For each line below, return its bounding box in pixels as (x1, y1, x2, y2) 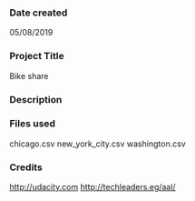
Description (9, 93, 63, 106)
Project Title (9, 50, 65, 63)
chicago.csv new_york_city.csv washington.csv (9, 138, 186, 149)
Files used (9, 117, 56, 130)
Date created (9, 6, 68, 19)
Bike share (9, 70, 49, 81)
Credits (9, 161, 43, 174)
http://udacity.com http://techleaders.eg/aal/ (9, 182, 176, 193)
